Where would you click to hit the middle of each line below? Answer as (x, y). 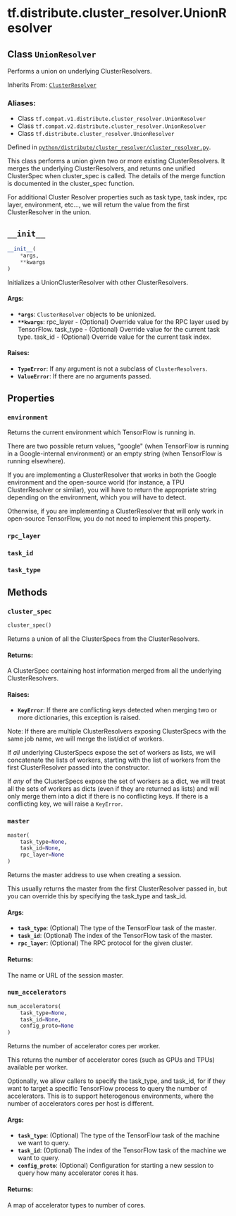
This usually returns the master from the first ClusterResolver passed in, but (117, 888)
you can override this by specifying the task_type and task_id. (97, 896)
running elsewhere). (36, 461)
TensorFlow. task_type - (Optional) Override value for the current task (119, 329)
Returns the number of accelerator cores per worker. (84, 1046)
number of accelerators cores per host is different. (81, 1104)
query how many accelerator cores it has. (78, 1173)
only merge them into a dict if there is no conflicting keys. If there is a (108, 797)
